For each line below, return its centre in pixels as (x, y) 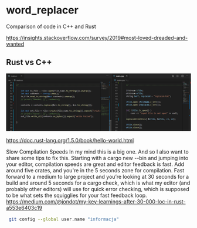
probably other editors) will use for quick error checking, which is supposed (98, 189)
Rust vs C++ (29, 62)
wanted (15, 44)
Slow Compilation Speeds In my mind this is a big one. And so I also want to (97, 152)
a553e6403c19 (24, 207)
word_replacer (43, 10)
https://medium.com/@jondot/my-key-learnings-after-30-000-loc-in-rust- (96, 201)
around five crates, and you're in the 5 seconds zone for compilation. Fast (95, 170)
